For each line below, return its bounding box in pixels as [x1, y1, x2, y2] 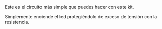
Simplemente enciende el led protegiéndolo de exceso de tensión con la [5, 14, 157, 19]
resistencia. [5, 19, 29, 25]
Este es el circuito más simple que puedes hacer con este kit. [5, 4, 134, 10]
